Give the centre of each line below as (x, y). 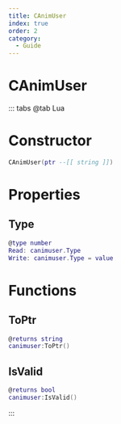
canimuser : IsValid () (43, 397)
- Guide (29, 46)
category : (25, 38)
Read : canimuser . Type (45, 250)
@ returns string (35, 339)
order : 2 (23, 31)
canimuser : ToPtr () (39, 346)
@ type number (30, 243)
